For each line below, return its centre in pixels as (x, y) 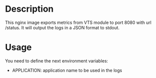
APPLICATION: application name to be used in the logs (67, 70)
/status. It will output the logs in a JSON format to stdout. (62, 27)
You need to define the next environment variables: (57, 61)
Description (29, 9)
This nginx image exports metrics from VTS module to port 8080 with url (78, 22)
